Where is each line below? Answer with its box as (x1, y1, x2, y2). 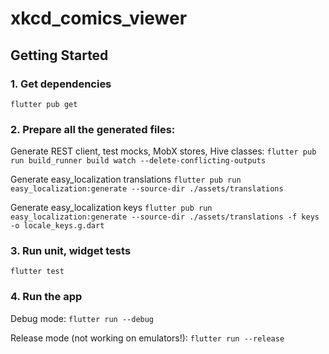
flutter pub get (10, 99, 78, 109)
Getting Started (10, 47, 109, 64)
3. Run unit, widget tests (10, 244, 132, 258)
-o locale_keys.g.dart (10, 221, 105, 231)
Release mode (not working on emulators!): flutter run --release (10, 332, 285, 344)
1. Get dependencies (10, 77, 112, 91)
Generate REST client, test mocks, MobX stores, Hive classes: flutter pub (10, 145, 317, 157)
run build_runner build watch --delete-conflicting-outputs (10, 156, 267, 166)
